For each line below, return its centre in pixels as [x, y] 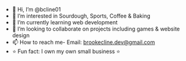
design [21, 35]
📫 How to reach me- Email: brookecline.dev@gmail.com [84, 42]
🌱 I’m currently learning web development [65, 22]
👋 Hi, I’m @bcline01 [36, 9]
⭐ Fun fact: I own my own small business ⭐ [66, 51]
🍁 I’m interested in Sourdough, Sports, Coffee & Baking [81, 16]
